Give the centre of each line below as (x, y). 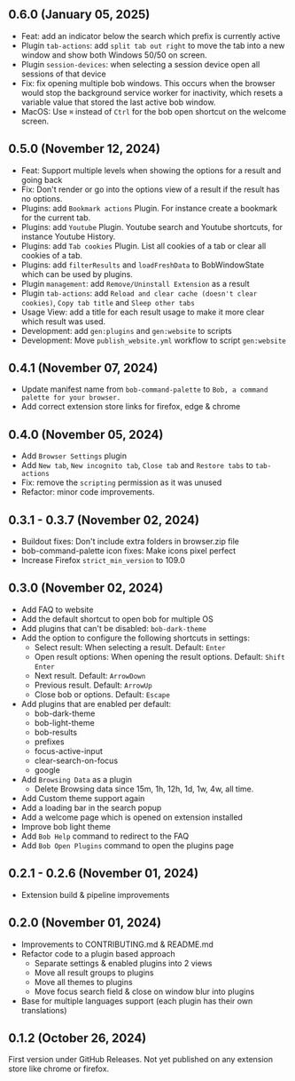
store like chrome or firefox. (59, 1069)
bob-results (55, 732)
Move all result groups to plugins (94, 973)
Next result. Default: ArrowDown (90, 675)
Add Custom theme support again (83, 798)
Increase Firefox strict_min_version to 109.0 (103, 560)
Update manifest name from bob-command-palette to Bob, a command (144, 389)
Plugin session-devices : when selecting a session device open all (140, 64)
